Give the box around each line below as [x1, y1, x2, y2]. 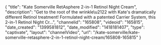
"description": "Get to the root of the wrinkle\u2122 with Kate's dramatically [5, 9, 157, 15]
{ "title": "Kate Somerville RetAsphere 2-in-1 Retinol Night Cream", [5, 4, 137, 10]
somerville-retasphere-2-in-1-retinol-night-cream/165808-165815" [5, 34, 139, 40]
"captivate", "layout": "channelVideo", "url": [5, 30, 92, 35]
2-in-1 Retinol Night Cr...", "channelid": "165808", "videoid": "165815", [5, 19, 143, 25]
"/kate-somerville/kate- [93, 30, 140, 35]
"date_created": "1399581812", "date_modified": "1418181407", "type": [5, 24, 145, 30]
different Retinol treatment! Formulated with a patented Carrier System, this [5, 14, 156, 20]
